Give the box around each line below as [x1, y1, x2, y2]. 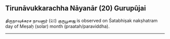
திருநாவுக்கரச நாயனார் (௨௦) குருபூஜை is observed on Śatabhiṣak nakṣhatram [5, 17, 158, 23]
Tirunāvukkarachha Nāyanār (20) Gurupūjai [5, 4, 146, 13]
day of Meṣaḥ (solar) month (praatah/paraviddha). [5, 23, 110, 29]
